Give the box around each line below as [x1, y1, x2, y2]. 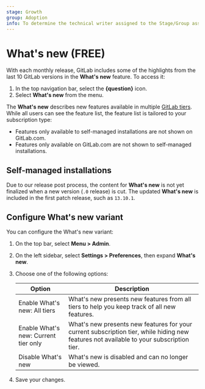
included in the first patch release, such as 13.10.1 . [6, 194, 135, 202]
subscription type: [6, 116, 52, 124]
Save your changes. [15, 376, 66, 383]
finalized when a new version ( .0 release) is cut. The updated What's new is [6, 188, 199, 195]
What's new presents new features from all [68, 294, 192, 303]
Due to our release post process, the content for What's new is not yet [6, 181, 184, 189]
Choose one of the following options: [15, 269, 109, 277]
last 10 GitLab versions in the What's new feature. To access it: [6, 73, 165, 80]
